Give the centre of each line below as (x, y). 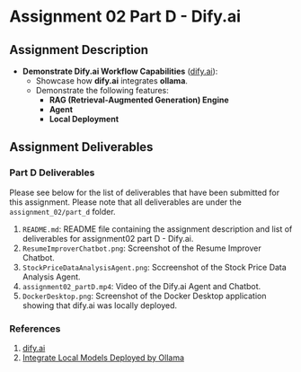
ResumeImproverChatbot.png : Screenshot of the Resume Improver (142, 248)
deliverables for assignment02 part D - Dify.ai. (108, 238)
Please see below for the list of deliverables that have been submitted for (145, 192)
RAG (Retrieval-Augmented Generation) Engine (139, 100)
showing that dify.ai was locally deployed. (100, 305)
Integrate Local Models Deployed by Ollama (103, 358)
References (35, 328)
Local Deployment (84, 119)
